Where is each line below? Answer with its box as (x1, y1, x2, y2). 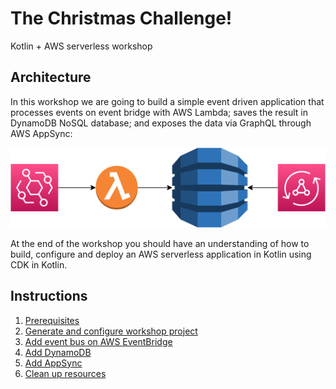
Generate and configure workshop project (24, 325, 198, 337)
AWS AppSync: (10, 127, 73, 139)
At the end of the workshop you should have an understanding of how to (10, 237, 310, 249)
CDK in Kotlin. (10, 258, 68, 271)
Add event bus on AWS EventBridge (24, 335, 173, 347)
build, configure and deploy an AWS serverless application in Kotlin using (10, 248, 312, 260)
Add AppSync (24, 357, 83, 369)
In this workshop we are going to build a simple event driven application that (10, 95, 325, 107)
